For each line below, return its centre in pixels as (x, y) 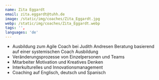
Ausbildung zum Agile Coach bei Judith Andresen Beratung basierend (83, 46)
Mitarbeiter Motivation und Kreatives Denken (58, 62)
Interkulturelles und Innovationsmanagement (58, 67)
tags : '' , (15, 28)
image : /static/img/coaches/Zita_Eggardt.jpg (52, 19)
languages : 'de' (22, 32)
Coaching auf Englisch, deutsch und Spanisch (59, 72)
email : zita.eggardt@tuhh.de (35, 14)
